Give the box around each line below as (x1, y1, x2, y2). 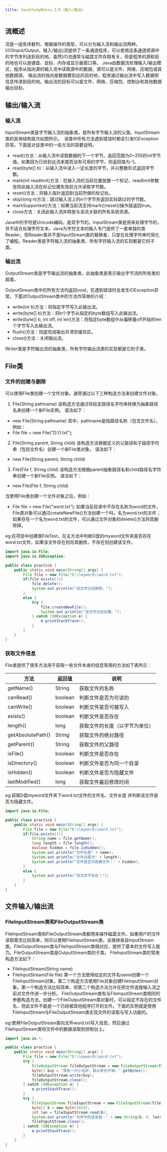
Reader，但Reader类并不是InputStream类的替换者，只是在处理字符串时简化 (5, 232, 160, 238)
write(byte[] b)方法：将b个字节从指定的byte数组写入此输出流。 (12, 310, 141, 316)
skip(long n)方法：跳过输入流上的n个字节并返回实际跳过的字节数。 (12, 196, 149, 202)
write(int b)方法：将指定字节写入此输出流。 (12, 304, 100, 310)
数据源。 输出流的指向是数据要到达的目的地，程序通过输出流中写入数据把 (9, 72, 159, 78)
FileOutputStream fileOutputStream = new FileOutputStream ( (31, 1063, 159, 1069)
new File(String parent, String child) (12, 456, 85, 462)
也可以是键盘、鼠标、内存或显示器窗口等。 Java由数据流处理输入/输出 (13, 60, 158, 66)
